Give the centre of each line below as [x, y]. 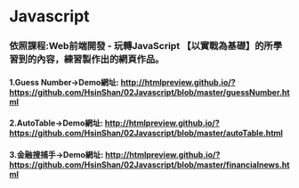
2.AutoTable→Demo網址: [57, 123]
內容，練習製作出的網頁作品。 [101, 60]
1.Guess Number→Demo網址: [65, 82]
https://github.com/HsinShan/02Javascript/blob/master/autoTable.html [146, 133]
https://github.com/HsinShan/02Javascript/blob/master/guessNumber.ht [150, 92]
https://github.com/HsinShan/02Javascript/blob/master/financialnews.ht [149, 164]
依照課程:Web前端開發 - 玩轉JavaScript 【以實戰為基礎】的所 [141, 46]
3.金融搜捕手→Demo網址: [57, 154]
